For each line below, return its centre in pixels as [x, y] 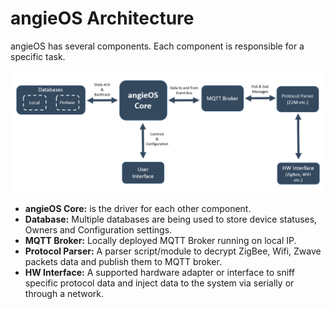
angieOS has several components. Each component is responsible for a [157, 46]
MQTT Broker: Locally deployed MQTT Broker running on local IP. [160, 240]
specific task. [38, 56]
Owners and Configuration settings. [98, 229]
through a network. [64, 293]
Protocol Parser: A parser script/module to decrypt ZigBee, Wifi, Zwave [173, 251]
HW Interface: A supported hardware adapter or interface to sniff [159, 272]
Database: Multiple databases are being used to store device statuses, [171, 219]
